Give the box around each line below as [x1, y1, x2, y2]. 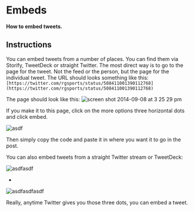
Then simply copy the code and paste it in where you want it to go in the [6, 136, 181, 143]
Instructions [6, 40, 52, 50]
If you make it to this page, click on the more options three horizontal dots [6, 107, 185, 114]
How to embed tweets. [6, 23, 63, 30]
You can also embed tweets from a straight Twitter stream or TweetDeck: [6, 153, 183, 160]
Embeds [6, 4, 47, 17]
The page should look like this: [6, 95, 81, 102]
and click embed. [6, 113, 48, 120]
